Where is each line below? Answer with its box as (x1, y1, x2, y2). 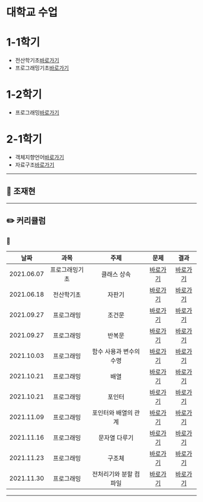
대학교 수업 (6, 5, 58, 19)
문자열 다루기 (98, 434, 134, 442)
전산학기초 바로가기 (14, 57, 59, 64)
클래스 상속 (101, 270, 131, 279)
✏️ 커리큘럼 (6, 216, 46, 226)
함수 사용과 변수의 (92, 347, 140, 355)
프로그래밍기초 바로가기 (14, 64, 69, 71)
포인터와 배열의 (92, 408, 133, 417)
